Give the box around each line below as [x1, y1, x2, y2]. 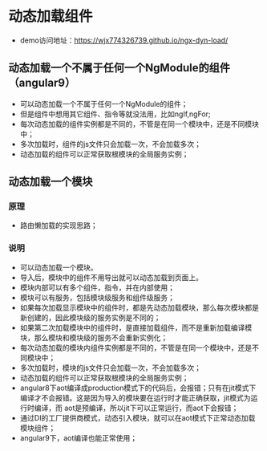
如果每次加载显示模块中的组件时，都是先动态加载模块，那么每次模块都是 [19, 303, 259, 312]
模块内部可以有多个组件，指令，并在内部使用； [19, 282, 175, 292]
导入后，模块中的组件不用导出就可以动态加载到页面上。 [19, 272, 203, 282]
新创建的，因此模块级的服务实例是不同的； [19, 312, 161, 322]
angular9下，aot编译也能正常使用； [19, 433, 138, 442]
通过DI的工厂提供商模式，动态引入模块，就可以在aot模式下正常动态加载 [19, 412, 256, 422]
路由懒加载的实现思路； [19, 221, 98, 230]
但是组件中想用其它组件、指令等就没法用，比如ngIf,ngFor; [19, 109, 211, 119]
